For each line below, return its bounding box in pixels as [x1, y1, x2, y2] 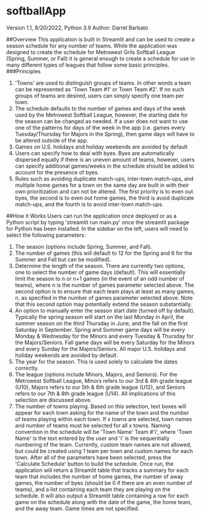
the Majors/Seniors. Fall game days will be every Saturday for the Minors [14, 338, 195, 346]
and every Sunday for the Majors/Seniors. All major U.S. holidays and [14, 345, 186, 352]
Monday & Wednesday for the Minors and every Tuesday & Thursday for [14, 332, 194, 340]
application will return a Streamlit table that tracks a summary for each [14, 466, 189, 474]
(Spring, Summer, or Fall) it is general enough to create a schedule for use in [6, 55, 195, 62]
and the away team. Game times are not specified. [14, 505, 140, 512]
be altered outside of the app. [14, 136, 89, 144]
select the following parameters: [6, 231, 86, 239]
